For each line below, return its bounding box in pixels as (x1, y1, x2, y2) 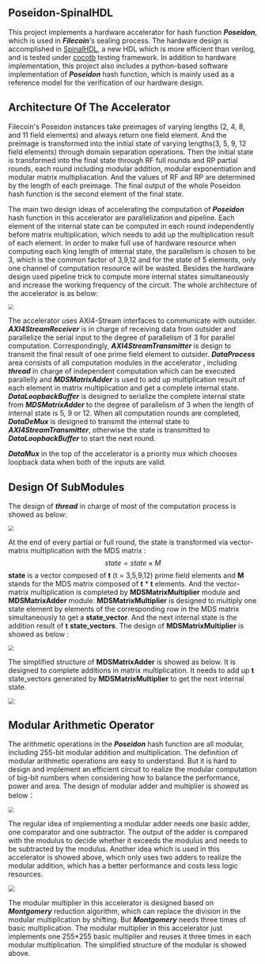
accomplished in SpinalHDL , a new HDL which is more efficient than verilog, (8, 44, 256, 54)
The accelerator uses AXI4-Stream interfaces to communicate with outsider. (8, 316, 257, 325)
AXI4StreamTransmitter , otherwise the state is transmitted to (8, 425, 210, 435)
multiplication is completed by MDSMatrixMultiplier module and (30, 587, 240, 597)
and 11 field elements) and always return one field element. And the (8, 130, 227, 139)
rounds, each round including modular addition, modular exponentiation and (8, 164, 256, 173)
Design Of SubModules (8, 480, 125, 494)
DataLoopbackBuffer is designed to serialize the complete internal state (8, 392, 245, 401)
